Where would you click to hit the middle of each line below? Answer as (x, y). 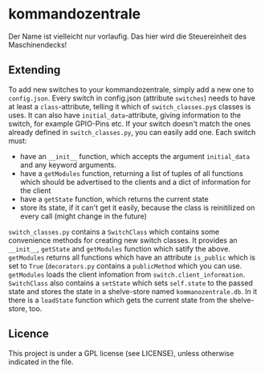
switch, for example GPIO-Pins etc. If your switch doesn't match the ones (130, 123)
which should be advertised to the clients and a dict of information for (135, 182)
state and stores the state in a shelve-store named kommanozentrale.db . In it (133, 291)
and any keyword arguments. (68, 165)
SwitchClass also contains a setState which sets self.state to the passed (130, 283)
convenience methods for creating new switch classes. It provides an (123, 240)
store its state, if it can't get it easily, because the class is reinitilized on (137, 207)
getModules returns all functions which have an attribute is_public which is (132, 257)
